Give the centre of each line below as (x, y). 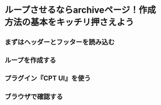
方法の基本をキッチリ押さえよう (69, 22)
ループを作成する (30, 60)
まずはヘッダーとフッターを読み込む (60, 42)
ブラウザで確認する (34, 96)
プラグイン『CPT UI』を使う (48, 78)
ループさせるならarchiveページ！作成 (80, 10)
